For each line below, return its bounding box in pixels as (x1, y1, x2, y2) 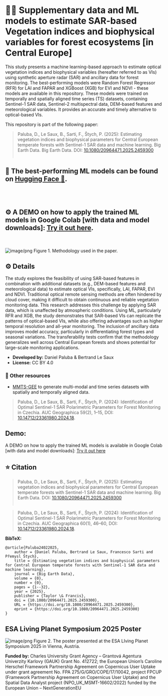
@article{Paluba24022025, (5, 545, 59, 551)
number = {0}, (14, 580, 43, 586)
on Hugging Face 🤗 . (5, 175, 67, 184)
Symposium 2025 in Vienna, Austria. (5, 643, 80, 649)
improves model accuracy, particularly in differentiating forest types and (5, 328, 154, 335)
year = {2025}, (14, 589, 46, 594)
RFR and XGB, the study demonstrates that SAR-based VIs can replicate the (5, 313, 161, 319)
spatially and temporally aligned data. (12, 389, 90, 395)
